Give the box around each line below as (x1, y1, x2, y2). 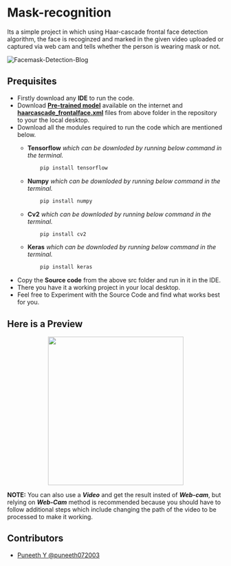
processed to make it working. (7, 513, 93, 521)
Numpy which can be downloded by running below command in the (27, 177, 221, 185)
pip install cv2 (40, 231, 87, 238)
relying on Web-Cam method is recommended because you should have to (7, 498, 221, 507)
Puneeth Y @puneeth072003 (16, 551, 100, 559)
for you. (16, 298, 40, 306)
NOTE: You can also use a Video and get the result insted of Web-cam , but (7, 491, 221, 499)
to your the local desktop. (16, 116, 90, 124)
